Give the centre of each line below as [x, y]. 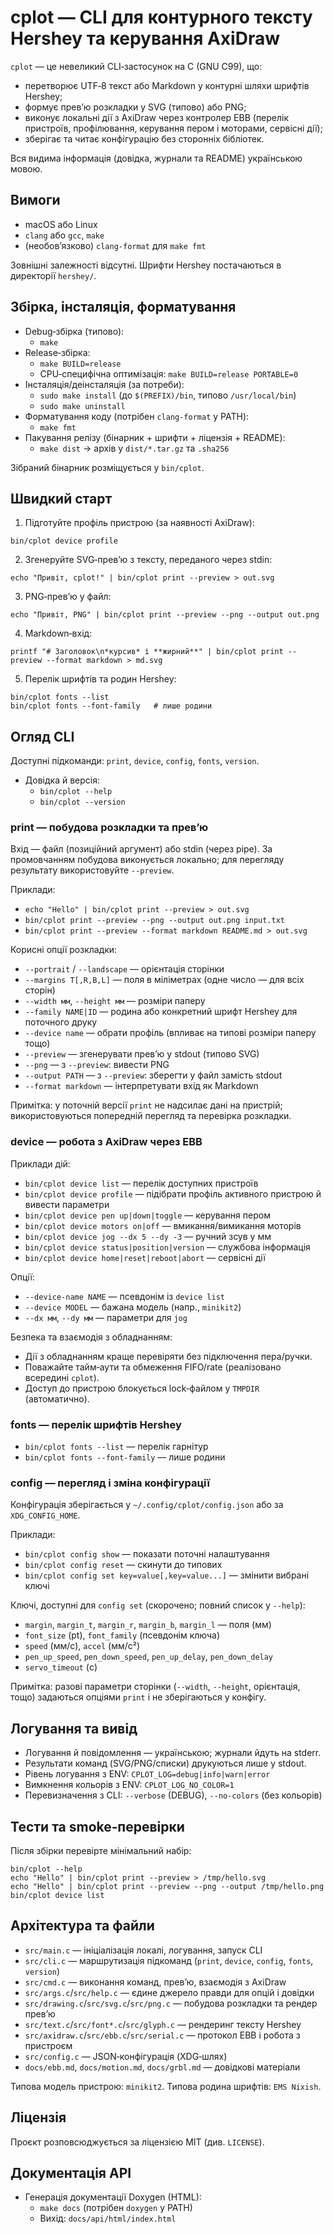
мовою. [26, 168]
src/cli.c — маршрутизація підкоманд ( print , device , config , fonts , [169, 1960]
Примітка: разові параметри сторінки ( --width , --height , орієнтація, [155, 1687]
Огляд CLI [42, 736]
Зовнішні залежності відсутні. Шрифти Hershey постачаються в [146, 265]
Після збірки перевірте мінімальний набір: [101, 1850]
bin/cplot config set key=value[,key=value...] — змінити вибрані [167, 1575]
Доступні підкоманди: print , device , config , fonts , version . [135, 761]
